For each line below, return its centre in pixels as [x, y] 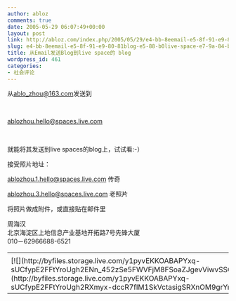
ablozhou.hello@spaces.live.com [55, 121]
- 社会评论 [21, 72]
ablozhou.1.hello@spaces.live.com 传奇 [64, 179]
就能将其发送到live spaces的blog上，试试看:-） [76, 149]
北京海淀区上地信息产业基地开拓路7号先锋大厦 [74, 232]
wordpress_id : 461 [34, 60]
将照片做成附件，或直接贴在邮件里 [57, 208]
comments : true [29, 20]
